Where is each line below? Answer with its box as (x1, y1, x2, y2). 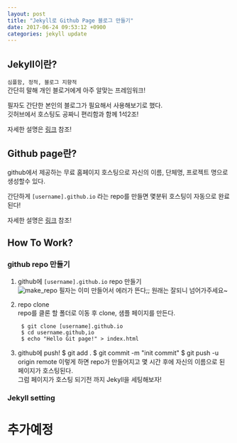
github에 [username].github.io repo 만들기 (17, 277, 142, 285)
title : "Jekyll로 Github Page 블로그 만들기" (7, 17, 134, 24)
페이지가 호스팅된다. (17, 366, 73, 375)
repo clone (17, 300, 50, 309)
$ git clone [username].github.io (21, 322, 123, 330)
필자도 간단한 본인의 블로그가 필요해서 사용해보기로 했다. (7, 101, 163, 110)
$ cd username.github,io (21, 329, 94, 336)
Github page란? (7, 148, 77, 160)
